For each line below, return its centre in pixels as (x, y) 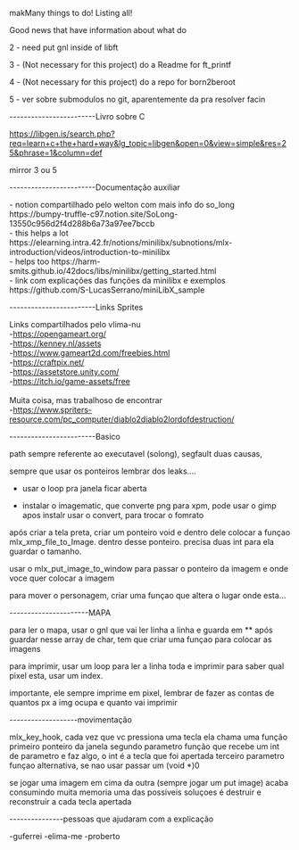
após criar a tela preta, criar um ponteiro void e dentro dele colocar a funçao (150, 532)
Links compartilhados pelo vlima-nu (75, 324)
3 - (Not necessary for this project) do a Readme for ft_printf (120, 65)
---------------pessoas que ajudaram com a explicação (112, 819)
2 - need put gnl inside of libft (64, 47)
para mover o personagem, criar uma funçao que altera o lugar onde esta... (148, 595)
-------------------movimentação (71, 720)
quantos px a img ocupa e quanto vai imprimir (93, 702)
